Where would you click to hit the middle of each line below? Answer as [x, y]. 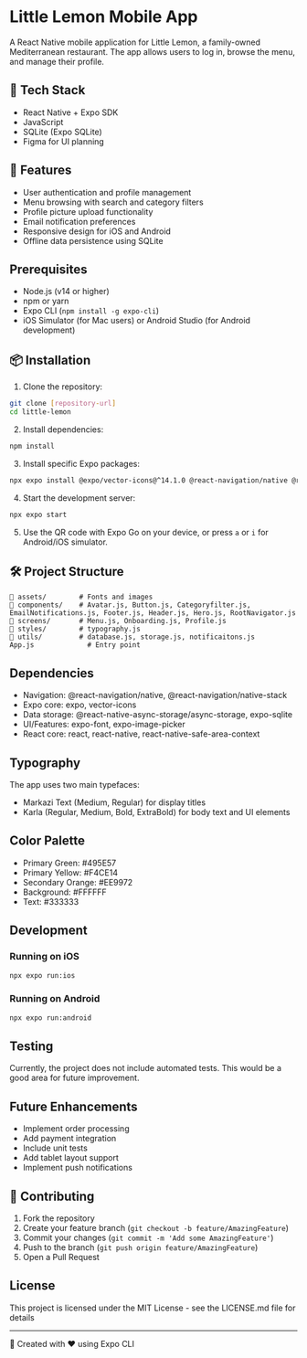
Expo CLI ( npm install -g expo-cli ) [91, 311]
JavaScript [43, 122]
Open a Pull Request [61, 1257]
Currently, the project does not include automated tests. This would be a [145, 1068]
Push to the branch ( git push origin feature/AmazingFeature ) [140, 1247]
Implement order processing [76, 1129]
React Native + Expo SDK [70, 112]
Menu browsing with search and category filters [113, 202]
